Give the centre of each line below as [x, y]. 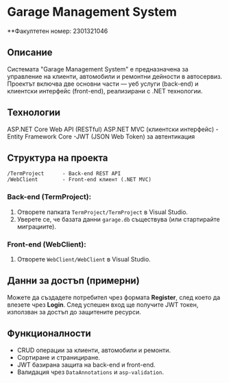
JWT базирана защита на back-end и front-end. [86, 364]
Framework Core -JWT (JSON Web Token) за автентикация [110, 136]
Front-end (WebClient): [47, 244]
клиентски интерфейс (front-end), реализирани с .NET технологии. [105, 91]
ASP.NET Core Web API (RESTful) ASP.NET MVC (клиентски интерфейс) [111, 129]
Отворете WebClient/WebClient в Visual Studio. [84, 259]
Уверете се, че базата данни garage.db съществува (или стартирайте [119, 219]
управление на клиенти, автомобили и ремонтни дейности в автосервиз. [115, 76]
